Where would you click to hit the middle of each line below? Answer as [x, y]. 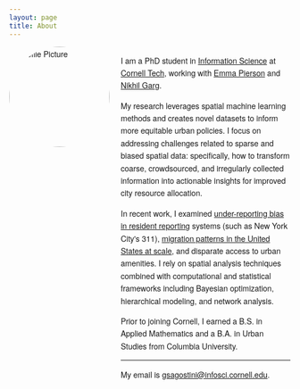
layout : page [33, 17]
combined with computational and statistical [196, 276]
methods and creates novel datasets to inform [200, 119]
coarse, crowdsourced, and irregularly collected [202, 168]
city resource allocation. [162, 193]
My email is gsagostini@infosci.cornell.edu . [196, 375]
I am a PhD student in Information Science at [198, 61]
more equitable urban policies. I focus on [191, 130]
